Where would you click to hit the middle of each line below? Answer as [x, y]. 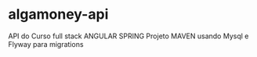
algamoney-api [58, 14]
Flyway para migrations [46, 44]
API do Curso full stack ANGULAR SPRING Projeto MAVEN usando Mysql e [128, 36]
